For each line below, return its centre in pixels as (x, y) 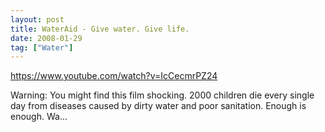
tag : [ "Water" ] (42, 47)
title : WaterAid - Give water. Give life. (100, 29)
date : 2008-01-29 (46, 38)
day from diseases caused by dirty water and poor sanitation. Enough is (158, 106)
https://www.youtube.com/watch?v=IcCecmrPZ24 (114, 76)
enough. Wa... (39, 117)
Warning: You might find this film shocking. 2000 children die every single (162, 95)
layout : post (37, 19)
